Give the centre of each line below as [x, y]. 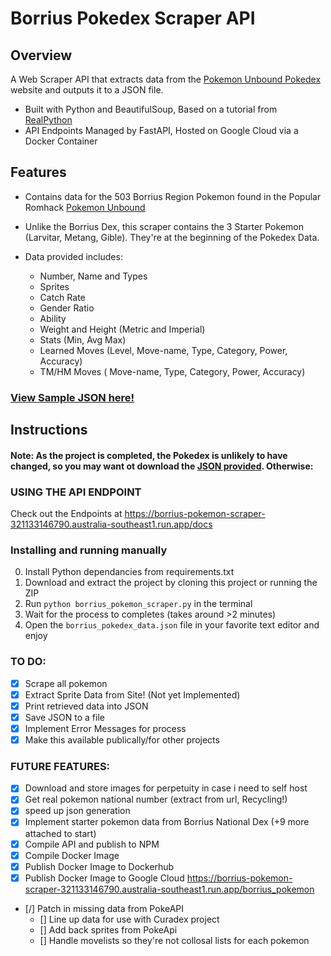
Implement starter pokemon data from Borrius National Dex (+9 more [167, 822]
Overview [41, 55]
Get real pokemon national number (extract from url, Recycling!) [156, 799]
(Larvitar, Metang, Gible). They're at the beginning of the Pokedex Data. [172, 237]
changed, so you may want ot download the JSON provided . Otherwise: [162, 466]
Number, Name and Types [93, 276]
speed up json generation [77, 811]
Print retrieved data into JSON [86, 706]
